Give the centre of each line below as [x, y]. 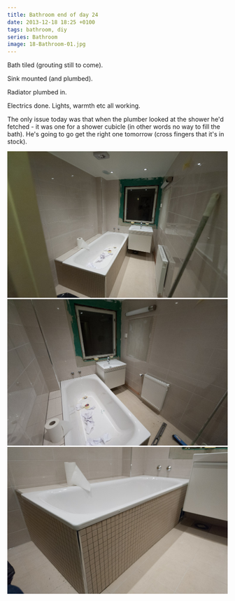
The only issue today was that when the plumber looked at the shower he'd [115, 120]
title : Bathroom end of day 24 [53, 15]
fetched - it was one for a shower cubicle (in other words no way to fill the [114, 127]
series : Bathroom [33, 37]
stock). [17, 142]
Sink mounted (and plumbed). [50, 79]
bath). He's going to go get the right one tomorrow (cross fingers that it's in [116, 134]
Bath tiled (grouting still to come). [55, 65]
